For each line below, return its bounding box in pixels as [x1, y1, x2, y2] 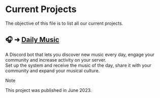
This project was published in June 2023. [5, 87, 92, 93]
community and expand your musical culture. [5, 67, 100, 74]
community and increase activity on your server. [5, 57, 107, 63]
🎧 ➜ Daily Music [5, 35, 59, 44]
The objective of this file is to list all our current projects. [5, 20, 123, 26]
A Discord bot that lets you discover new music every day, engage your [5, 52, 155, 58]
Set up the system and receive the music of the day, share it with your [5, 62, 151, 68]
